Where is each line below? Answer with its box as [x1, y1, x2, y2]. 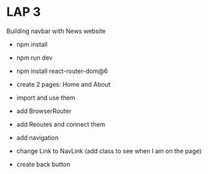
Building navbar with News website [6, 27, 106, 35]
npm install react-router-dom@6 [16, 67, 108, 75]
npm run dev [16, 53, 53, 62]
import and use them [16, 94, 76, 102]
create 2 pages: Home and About [16, 80, 111, 88]
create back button [16, 160, 71, 168]
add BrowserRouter [16, 107, 71, 115]
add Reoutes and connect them [16, 120, 106, 128]
